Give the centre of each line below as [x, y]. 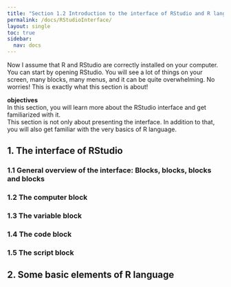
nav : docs [27, 45]
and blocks [26, 179]
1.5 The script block [41, 253]
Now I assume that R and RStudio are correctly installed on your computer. [113, 65]
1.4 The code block [40, 234]
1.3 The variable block [45, 216]
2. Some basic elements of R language [91, 275]
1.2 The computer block [47, 198]
